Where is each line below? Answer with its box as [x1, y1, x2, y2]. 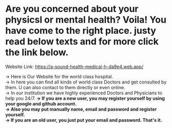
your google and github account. [5, 100, 77, 106]
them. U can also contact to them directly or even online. [5, 84, 125, 90]
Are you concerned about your [5, 3, 139, 15]
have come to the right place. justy [5, 25, 157, 36]
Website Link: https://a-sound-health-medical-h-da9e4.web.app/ [5, 63, 144, 70]
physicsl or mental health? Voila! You [5, 14, 167, 26]
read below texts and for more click [5, 36, 159, 48]
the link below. [5, 47, 69, 58]
